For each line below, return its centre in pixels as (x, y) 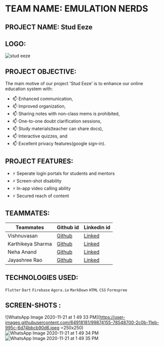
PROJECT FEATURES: (39, 161)
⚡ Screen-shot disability (37, 181)
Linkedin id (97, 227)
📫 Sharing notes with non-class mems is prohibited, (66, 114)
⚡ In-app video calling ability (41, 188)
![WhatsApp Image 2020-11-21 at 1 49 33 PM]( (52, 317)
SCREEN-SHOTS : (33, 305)
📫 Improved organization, (39, 106)
